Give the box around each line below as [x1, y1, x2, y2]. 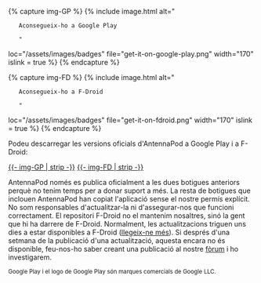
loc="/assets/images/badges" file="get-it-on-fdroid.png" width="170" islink [8, 115, 253, 125]
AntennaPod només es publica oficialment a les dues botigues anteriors [8, 178, 241, 187]
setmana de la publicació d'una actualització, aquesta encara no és [8, 236, 226, 245]
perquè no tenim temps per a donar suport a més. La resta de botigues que [8, 186, 251, 195]
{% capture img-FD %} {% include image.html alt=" [8, 73, 175, 82]
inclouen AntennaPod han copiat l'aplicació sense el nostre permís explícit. [8, 194, 251, 203]
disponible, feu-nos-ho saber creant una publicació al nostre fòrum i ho [8, 245, 239, 253]
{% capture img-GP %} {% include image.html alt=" [8, 7, 176, 16]
